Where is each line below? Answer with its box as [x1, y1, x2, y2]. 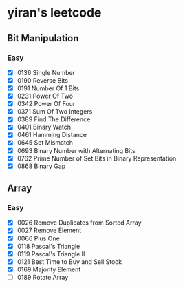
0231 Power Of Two [17, 92, 74, 101]
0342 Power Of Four [17, 100, 76, 108]
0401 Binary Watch [17, 123, 71, 132]
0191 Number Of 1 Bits [17, 84, 80, 92]
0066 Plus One [17, 234, 60, 243]
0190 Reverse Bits [17, 76, 69, 84]
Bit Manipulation [7, 32, 79, 44]
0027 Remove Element [17, 226, 82, 235]
